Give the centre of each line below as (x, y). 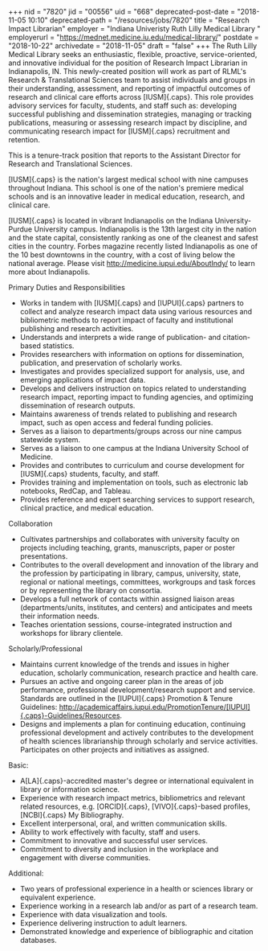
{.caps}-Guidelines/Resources (70, 715)
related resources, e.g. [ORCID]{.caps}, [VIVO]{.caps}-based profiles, (135, 806)
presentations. (44, 556)
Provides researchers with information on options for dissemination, (132, 354)
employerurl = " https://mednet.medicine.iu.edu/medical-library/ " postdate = (134, 37)
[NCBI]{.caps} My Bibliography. (72, 815)
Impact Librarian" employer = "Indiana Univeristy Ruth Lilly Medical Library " (134, 29)
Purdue (20, 229)
